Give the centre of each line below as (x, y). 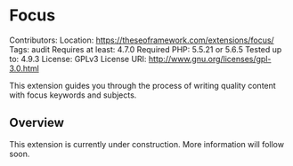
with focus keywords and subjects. (73, 95)
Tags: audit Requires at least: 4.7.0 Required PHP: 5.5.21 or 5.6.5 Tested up (146, 49)
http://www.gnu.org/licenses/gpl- (210, 59)
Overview (37, 123)
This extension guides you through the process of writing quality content (142, 85)
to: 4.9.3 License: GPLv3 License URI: (78, 59)
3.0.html (24, 68)
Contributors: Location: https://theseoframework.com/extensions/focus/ (142, 40)
